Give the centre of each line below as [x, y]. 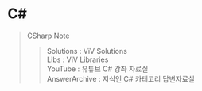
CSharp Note [48, 36]
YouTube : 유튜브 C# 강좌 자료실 [97, 69]
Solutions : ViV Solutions [87, 51]
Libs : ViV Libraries [78, 59]
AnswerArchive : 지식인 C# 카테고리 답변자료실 [121, 78]
